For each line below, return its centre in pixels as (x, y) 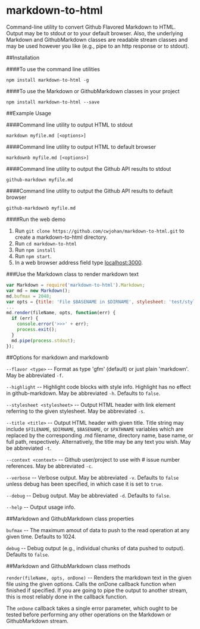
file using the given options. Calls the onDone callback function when (91, 584)
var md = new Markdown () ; (38, 290)
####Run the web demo (36, 219)
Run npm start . (33, 256)
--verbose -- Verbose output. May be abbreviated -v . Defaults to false (93, 478)
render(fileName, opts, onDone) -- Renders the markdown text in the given (99, 578)
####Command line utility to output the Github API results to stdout (89, 168)
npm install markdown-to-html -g (48, 80)
